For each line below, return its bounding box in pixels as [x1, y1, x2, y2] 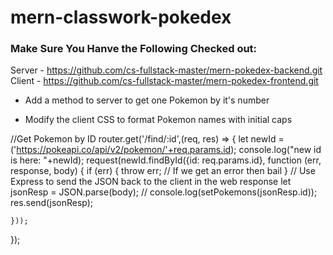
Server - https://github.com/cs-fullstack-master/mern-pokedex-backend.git [10, 64, 323, 76]
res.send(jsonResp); [10, 197, 94, 209]
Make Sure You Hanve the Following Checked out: [10, 42, 258, 56]
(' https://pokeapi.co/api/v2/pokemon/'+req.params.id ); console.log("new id [10, 144, 322, 156]
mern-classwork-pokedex [10, 6, 232, 29]
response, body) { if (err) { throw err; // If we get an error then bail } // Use [10, 165, 316, 177]
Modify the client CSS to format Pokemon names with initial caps [24, 114, 293, 126]
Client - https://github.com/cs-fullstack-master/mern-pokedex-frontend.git [10, 75, 319, 87]
